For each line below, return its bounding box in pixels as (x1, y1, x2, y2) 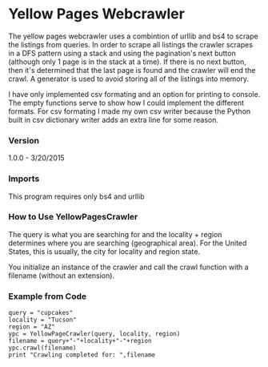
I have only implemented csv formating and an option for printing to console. (8, 89, 261, 99)
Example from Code (8, 290, 86, 301)
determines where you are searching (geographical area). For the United (8, 238, 247, 248)
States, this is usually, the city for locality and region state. (8, 246, 201, 256)
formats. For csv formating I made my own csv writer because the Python (8, 106, 251, 116)
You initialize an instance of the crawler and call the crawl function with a (8, 262, 250, 272)
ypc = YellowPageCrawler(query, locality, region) (8, 330, 181, 338)
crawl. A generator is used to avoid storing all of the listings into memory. (8, 74, 250, 83)
